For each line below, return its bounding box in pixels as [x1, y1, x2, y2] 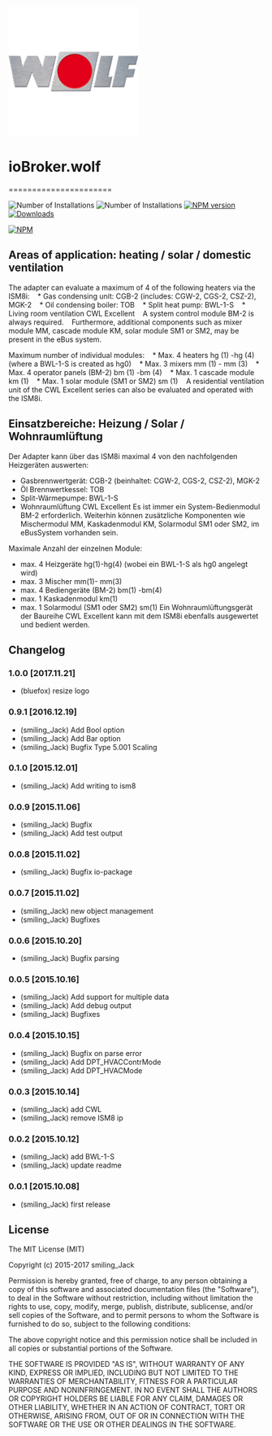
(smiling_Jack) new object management [19, 906, 154, 915]
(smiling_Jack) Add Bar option [19, 733, 122, 743]
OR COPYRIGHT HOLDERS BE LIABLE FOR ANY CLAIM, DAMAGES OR [8, 1394, 244, 1403]
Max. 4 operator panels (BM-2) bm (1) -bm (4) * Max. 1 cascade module [8, 367, 255, 377]
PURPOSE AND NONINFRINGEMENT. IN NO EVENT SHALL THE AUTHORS [8, 1386, 258, 1395]
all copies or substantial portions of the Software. [8, 1343, 173, 1353]
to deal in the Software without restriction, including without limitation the [8, 1293, 253, 1303]
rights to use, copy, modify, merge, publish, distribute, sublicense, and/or [8, 1302, 253, 1312]
